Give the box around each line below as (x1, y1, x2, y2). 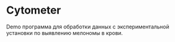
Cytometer (6, 4, 61, 17)
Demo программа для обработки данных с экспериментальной (6, 23, 170, 30)
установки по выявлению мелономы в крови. (6, 29, 123, 36)
